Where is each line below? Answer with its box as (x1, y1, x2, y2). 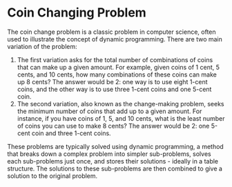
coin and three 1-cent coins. (31, 129, 112, 137)
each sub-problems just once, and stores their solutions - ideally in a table (7, 157, 219, 165)
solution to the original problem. (7, 171, 98, 180)
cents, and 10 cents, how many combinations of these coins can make (17, 70, 217, 79)
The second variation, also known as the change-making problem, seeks (17, 99, 224, 108)
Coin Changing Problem (7, 5, 146, 21)
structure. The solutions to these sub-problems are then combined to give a (7, 164, 223, 173)
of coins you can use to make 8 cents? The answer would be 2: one (17, 121, 210, 130)
